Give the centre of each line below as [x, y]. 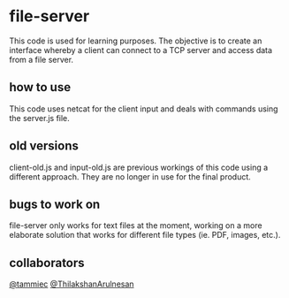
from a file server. [41, 59]
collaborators [47, 263]
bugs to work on [55, 204]
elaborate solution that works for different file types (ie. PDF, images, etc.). [145, 235]
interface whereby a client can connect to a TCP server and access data [141, 50]
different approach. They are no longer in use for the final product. [130, 176]
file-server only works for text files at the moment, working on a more [136, 225]
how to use [40, 87]
